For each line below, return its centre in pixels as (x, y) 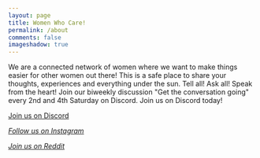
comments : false (35, 37)
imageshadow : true (38, 45)
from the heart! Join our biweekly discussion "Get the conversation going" (129, 92)
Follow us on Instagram (46, 131)
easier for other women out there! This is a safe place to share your (117, 75)
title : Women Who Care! (47, 23)
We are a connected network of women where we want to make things (123, 67)
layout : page (30, 15)
